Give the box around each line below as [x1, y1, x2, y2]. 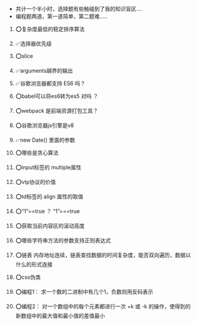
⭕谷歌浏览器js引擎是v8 [15, 122, 74, 129]
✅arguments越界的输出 [15, 67, 73, 74]
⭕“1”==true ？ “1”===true [15, 207, 80, 215]
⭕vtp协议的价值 [15, 179, 56, 185]
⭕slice [15, 53, 34, 59]
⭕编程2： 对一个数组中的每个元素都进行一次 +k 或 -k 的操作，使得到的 [15, 303, 191, 310]
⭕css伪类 [15, 273, 41, 281]
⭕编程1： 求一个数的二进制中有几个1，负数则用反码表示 [15, 288, 153, 295]
